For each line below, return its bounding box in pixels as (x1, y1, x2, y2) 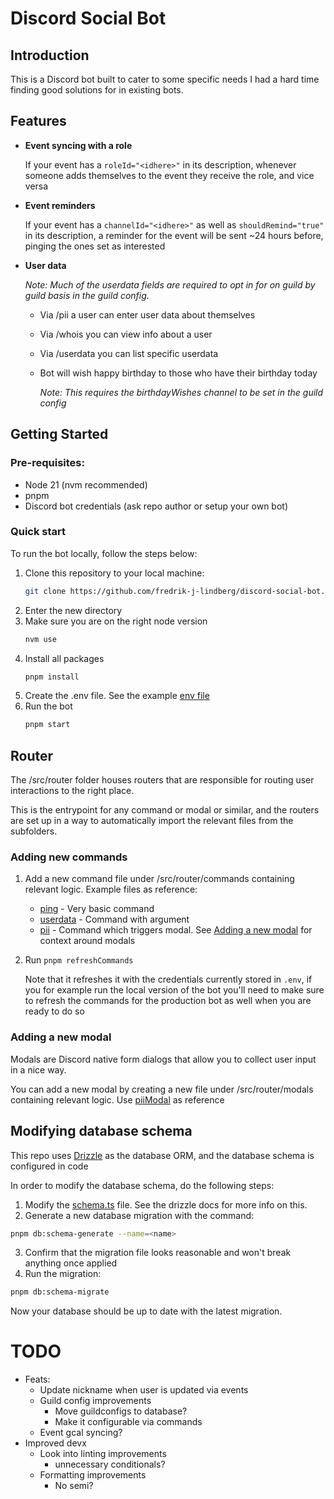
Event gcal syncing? (39, 1427, 123, 1439)
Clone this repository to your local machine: (24, 567, 205, 579)
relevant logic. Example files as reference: (24, 883, 198, 896)
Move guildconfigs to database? (54, 1405, 188, 1417)
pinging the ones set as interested (24, 240, 166, 252)
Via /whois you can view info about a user (39, 328, 213, 340)
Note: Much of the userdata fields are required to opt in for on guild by (24, 278, 316, 291)
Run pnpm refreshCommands (24, 954, 134, 966)
